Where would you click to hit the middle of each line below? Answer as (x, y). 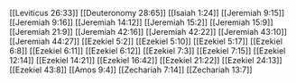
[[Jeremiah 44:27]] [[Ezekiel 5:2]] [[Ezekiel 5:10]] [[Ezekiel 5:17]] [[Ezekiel (146, 41)
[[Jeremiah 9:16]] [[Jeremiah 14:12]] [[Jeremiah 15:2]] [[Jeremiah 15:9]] (141, 22)
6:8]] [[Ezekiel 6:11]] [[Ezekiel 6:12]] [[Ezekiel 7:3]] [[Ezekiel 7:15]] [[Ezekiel (148, 51)
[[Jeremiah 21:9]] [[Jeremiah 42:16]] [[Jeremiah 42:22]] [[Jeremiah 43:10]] (148, 32)
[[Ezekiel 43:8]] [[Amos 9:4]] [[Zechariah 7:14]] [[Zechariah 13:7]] (131, 70)
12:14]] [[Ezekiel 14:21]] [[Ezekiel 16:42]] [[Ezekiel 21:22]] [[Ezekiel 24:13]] (146, 60)
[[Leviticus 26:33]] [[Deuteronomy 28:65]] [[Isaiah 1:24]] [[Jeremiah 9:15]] (147, 13)
